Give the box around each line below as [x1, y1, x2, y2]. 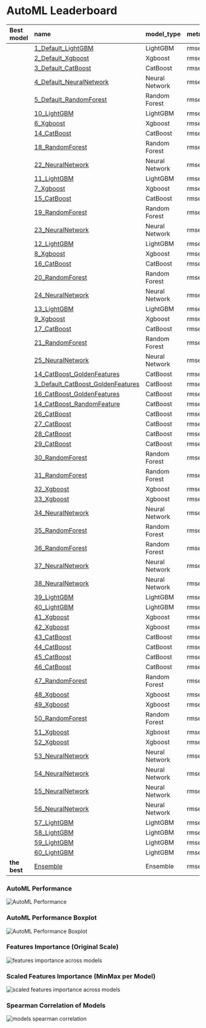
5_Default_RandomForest [34, 95, 107, 104]
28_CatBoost [34, 429, 72, 438]
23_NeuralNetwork [34, 225, 89, 234]
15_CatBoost [34, 194, 72, 202]
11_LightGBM [34, 174, 74, 183]
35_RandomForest [34, 526, 88, 534]
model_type [145, 29, 181, 38]
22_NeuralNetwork [34, 160, 89, 169]
